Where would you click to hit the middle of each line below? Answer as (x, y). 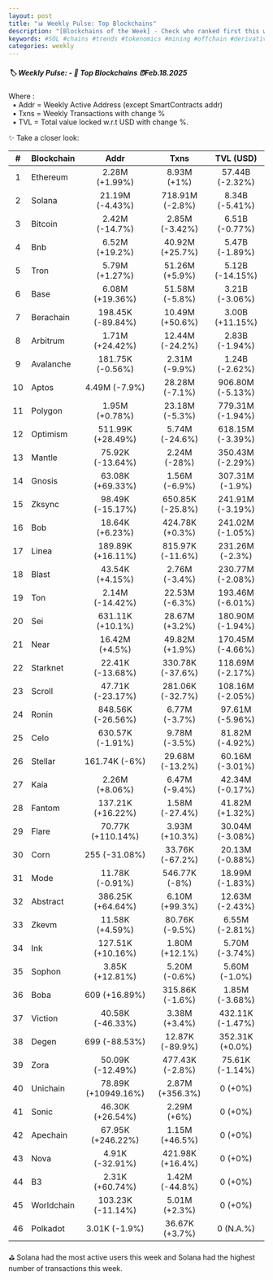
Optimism (50, 434)
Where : (22, 96)
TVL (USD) (236, 158)
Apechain (49, 1135)
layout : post (30, 16)
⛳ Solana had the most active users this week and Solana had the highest (132, 1257)
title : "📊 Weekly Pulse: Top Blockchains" (82, 24)
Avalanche (51, 364)
